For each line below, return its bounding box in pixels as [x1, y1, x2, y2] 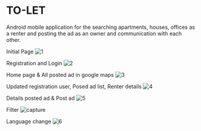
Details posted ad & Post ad [6, 94, 75, 102]
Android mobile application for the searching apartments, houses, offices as [6, 23, 195, 31]
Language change [6, 118, 51, 125]
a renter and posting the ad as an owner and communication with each [6, 29, 182, 37]
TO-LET [6, 4, 46, 17]
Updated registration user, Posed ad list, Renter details [6, 82, 142, 90]
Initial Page [6, 47, 34, 55]
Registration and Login [6, 59, 62, 67]
